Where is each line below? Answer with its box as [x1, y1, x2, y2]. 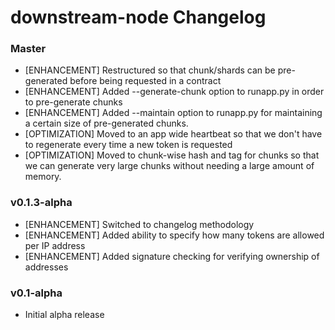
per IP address [24, 239, 86, 251]
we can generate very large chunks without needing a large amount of [24, 160, 315, 172]
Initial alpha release [24, 309, 105, 321]
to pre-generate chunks [24, 96, 123, 108]
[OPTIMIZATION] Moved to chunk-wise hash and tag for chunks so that [24, 149, 320, 161]
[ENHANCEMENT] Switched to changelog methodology [24, 218, 255, 230]
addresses [24, 261, 69, 273]
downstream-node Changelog [10, 6, 267, 29]
